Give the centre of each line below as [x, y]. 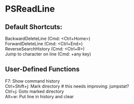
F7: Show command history [32, 81]
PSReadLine [30, 9]
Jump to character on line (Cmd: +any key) [48, 54]
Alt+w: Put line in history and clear [39, 96]
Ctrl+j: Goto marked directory [35, 91]
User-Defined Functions [42, 69]
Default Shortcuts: [34, 27]
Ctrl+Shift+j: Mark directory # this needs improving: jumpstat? [67, 86]
